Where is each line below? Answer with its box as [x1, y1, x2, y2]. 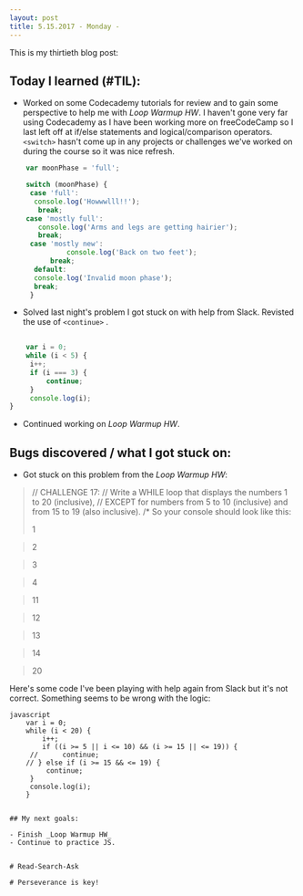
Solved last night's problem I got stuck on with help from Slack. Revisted [22, 307, 294, 318]
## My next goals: [9, 814, 79, 824]
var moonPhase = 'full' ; [25, 163, 120, 173]
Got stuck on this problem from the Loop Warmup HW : [22, 469, 228, 480]
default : [33, 265, 67, 274]
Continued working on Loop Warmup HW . [22, 419, 180, 430]
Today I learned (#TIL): [9, 73, 141, 89]
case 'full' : [29, 189, 79, 198]
